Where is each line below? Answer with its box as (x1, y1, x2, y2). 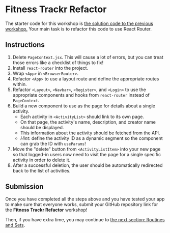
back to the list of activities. (12, 167, 71, 173)
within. (12, 81, 27, 87)
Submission (5, 182, 44, 191)
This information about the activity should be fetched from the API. (20, 130, 160, 136)
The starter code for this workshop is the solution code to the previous (5, 20, 154, 26)
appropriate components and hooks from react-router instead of (12, 92, 150, 98)
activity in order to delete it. (12, 157, 71, 163)
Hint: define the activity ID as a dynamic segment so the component (20, 135, 163, 141)
